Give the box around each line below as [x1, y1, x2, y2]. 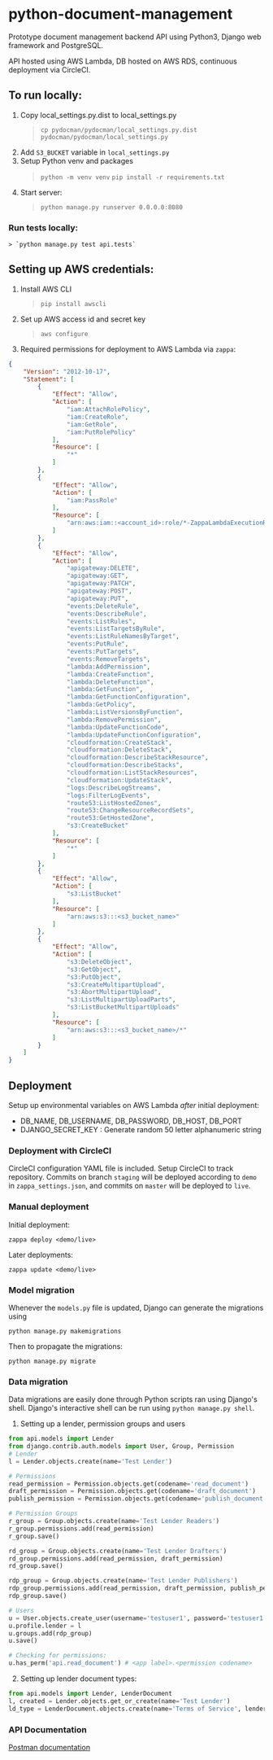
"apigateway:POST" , [66, 587, 132, 595]
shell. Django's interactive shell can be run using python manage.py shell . [8, 1403, 255, 1413]
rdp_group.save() [8, 1592, 67, 1600]
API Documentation [8, 1723, 88, 1735]
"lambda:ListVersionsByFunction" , [66, 708, 184, 716]
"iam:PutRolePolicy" [66, 428, 136, 436]
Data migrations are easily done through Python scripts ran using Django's [8, 1394, 258, 1404]
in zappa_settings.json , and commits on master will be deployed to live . [8, 1181, 251, 1191]
